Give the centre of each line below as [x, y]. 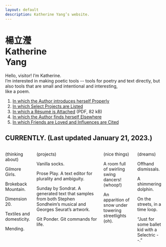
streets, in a [149, 204]
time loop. [147, 210]
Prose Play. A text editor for [64, 173]
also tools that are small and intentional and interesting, [61, 86]
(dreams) [146, 154]
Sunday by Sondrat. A [59, 188]
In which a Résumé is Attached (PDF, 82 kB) [57, 112]
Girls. [11, 174]
